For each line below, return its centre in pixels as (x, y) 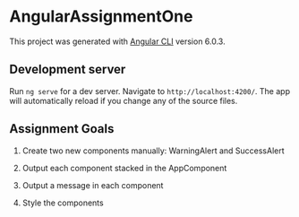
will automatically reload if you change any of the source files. (124, 100)
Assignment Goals (62, 129)
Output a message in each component (93, 185)
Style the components (63, 203)
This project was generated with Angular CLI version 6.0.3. (117, 41)
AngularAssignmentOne (101, 17)
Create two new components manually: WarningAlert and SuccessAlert (153, 151)
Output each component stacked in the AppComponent (124, 168)
